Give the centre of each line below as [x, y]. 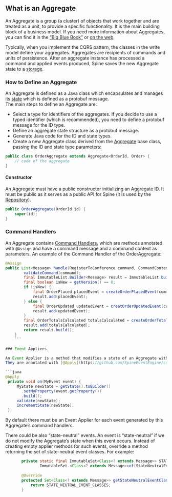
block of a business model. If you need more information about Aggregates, [85, 32]
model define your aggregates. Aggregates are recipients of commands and [85, 52]
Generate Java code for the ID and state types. [62, 136]
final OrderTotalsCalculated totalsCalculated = [77, 321]
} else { [33, 301]
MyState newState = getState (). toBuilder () [64, 386]
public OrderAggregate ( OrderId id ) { [46, 209]
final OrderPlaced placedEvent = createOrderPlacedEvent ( [96, 292]
